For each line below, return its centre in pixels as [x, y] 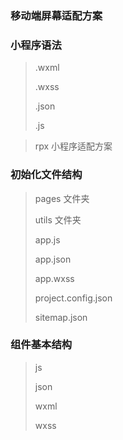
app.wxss [54, 278]
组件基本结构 [41, 345]
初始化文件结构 [46, 175]
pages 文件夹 [62, 198]
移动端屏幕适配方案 [56, 15]
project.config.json [73, 298]
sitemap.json [61, 317]
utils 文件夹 [58, 219]
